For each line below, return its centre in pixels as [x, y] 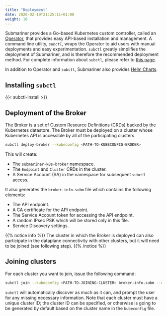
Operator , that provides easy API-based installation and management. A [79, 38]
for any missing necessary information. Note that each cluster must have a [82, 298]
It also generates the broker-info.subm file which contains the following [78, 189]
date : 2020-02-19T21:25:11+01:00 [40, 14]
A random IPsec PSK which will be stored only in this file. [71, 220]
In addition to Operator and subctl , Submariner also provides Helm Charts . [82, 69]
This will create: [21, 154]
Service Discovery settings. [41, 226]
